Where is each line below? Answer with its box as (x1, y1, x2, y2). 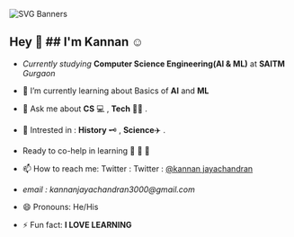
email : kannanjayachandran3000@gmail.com (22, 184, 195, 195)
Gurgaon (22, 67, 56, 78)
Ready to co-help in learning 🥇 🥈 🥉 (22, 145, 150, 156)
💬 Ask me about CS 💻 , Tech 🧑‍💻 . (22, 103, 148, 114)
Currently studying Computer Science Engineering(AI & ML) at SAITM (22, 58, 286, 69)
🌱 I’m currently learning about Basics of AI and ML (22, 85, 209, 96)
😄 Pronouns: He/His (22, 201, 99, 212)
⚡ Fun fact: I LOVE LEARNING (22, 219, 132, 230)
